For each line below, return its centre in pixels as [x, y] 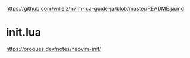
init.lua [24, 33]
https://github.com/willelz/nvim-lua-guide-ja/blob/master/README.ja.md [95, 9]
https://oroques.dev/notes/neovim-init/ [54, 49]
